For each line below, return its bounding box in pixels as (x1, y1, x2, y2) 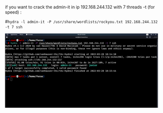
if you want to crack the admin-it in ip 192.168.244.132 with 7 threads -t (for (5, 4, 155, 10)
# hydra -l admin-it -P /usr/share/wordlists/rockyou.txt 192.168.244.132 (5, 19, 158, 24)
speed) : (5, 9, 22, 15)
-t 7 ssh (5, 25, 23, 30)
